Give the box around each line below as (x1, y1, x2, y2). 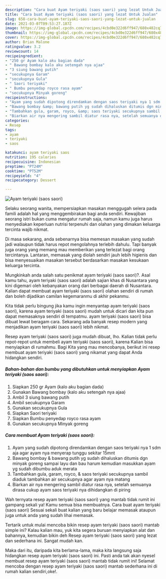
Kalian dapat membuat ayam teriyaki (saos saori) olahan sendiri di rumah (5, 288, 154, 294)
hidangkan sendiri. (5, 355, 43, 361)
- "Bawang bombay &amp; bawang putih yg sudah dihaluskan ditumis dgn (5, 104, 154, 109)
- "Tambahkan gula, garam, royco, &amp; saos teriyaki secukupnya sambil (5, 109, 161, 114)
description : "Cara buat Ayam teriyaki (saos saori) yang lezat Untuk (5, 7, 154, 12)
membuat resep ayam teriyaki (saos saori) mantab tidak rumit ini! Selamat (5, 558, 155, 564)
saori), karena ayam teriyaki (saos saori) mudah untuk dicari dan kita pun (5, 308, 154, 314)
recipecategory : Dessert (5, 178, 56, 183)
